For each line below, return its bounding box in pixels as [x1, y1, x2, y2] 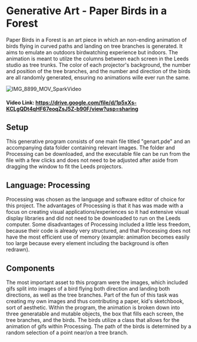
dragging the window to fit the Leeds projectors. [6, 163, 123, 170]
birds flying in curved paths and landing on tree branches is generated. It [6, 43, 183, 50]
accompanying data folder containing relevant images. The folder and [6, 144, 175, 151]
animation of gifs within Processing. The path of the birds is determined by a [6, 323, 192, 330]
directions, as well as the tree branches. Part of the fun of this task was [6, 291, 179, 298]
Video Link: [6, 99, 35, 106]
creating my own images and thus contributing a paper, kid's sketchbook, [6, 297, 184, 305]
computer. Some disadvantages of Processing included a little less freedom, [6, 221, 191, 228]
